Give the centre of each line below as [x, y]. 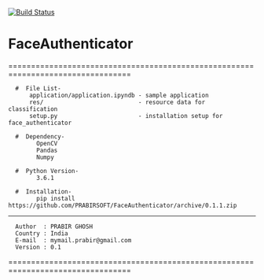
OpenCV [47, 143]
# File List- [38, 88]
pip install [56, 198]
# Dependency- [40, 136]
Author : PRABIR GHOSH [54, 227]
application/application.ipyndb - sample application [119, 95]
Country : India [42, 233]
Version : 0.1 [38, 247]
